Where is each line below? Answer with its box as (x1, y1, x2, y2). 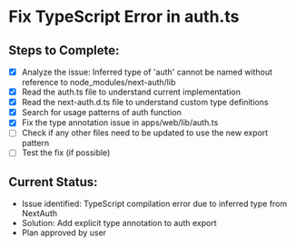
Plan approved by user (21, 227, 106, 238)
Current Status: (8, 174, 98, 190)
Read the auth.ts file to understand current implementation (21, 86, 242, 97)
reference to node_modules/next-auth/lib (21, 77, 176, 88)
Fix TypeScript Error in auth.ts (8, 6, 240, 27)
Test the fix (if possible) (21, 147, 111, 158)
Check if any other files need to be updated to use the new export (21, 127, 269, 138)
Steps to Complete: (8, 43, 120, 58)
